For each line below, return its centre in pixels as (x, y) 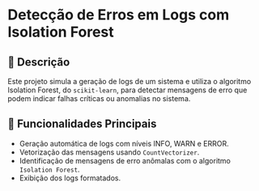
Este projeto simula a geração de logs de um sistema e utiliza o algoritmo (129, 81)
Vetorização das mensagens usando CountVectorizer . (109, 152)
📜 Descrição (39, 62)
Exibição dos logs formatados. (70, 178)
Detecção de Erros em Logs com (119, 15)
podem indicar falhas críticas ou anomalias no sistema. (99, 98)
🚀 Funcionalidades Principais (82, 124)
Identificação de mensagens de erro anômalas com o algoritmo (125, 160)
